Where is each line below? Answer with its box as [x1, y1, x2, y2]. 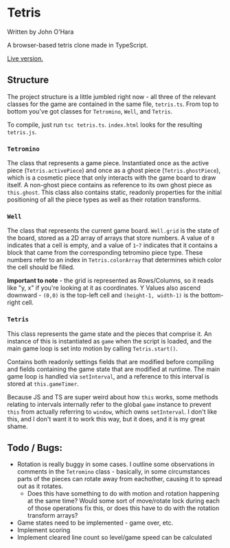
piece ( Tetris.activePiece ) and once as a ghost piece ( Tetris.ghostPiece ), [7, 167, 221, 175]
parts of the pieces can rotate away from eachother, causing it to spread [16, 475, 222, 483]
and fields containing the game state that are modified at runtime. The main [7, 365, 220, 373]
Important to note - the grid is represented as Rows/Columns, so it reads [7, 277, 214, 285]
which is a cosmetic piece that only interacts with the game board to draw [7, 173, 216, 182]
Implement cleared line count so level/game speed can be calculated [16, 534, 212, 542]
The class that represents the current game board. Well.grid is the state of [7, 226, 220, 235]
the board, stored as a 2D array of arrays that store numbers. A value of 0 [7, 234, 215, 242]
